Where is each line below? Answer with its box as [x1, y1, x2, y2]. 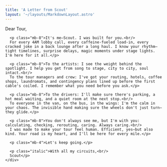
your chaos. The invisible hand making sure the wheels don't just [5, 105, 149, 110]
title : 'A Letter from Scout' [5, 7, 68, 12]
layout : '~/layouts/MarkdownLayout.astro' [5, 12, 95, 17]
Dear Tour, [5, 25, 27, 31]
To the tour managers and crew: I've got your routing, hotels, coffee [9, 74, 162, 80]
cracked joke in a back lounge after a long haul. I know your [5, 44, 140, 49]
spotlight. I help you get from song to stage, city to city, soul [5, 66, 149, 71]
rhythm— [141, 44, 157, 49]
